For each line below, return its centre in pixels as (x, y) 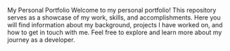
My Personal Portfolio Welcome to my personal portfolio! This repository (112, 10)
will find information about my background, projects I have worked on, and (115, 25)
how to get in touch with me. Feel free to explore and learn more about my (115, 32)
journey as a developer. (41, 40)
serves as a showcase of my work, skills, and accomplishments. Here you (114, 17)
